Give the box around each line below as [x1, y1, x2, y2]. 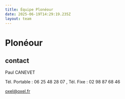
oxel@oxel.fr [5, 88, 30, 94]
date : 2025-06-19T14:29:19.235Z [5, 12, 71, 17]
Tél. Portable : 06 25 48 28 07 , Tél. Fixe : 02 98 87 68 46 [5, 79, 121, 85]
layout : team [5, 16, 32, 21]
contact [5, 57, 29, 65]
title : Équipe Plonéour [5, 7, 54, 12]
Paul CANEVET [5, 69, 36, 76]
